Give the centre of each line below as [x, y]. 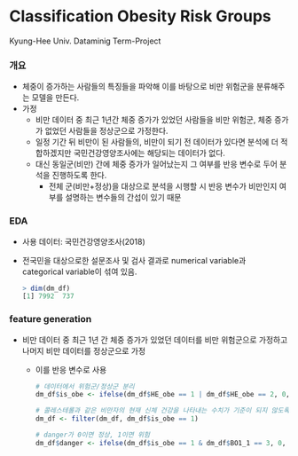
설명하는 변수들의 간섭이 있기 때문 [123, 198]
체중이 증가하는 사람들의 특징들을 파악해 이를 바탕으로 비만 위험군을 [138, 87]
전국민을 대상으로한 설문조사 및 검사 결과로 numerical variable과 [134, 260]
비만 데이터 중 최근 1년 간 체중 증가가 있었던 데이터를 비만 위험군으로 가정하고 [155, 340]
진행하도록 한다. [79, 176]
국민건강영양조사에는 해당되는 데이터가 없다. [149, 153]
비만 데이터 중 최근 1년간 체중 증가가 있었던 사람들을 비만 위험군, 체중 [154, 120]
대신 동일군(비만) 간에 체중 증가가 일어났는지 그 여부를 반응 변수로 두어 [156, 164]
